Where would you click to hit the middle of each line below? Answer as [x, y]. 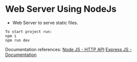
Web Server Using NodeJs [61, 9]
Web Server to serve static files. [45, 23]
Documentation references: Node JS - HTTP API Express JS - [68, 49]
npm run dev [17, 40]
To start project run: [29, 31]
